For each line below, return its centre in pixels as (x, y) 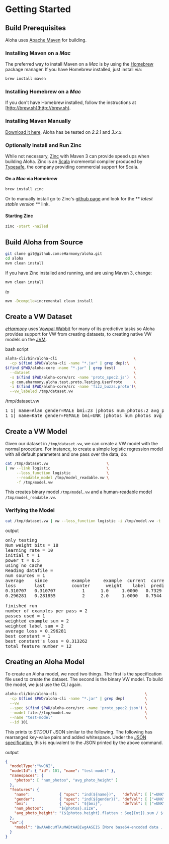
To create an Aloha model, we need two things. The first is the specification (83, 674)
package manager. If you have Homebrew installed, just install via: (74, 70)
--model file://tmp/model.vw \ (78, 713)
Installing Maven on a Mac (38, 53)
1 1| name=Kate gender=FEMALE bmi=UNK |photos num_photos (78, 416)
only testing (21, 540)
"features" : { (24, 789)
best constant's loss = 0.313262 (47, 641)
